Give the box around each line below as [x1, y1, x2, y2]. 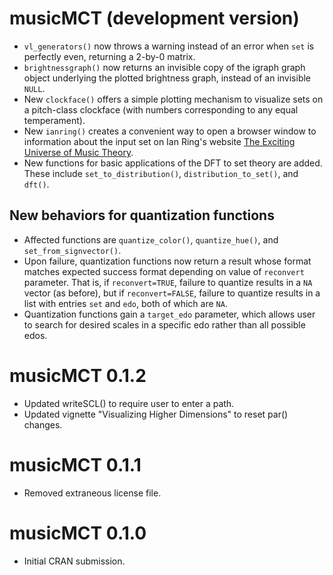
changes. [23, 418, 63, 431]
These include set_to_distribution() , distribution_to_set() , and [23, 167, 299, 179]
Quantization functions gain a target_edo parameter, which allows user [23, 308, 316, 320]
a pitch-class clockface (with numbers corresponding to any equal [23, 103, 299, 116]
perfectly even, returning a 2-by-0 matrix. [23, 50, 196, 62]
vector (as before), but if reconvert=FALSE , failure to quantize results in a [23, 287, 321, 299]
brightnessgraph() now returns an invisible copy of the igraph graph [23, 61, 306, 73]
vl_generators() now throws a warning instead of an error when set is [23, 40, 315, 52]
